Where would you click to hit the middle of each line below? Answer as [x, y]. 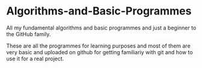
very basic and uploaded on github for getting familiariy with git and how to [99, 52]
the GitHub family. [29, 34]
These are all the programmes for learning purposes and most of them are [99, 46]
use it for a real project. [35, 58]
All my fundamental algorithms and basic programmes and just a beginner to [101, 28]
